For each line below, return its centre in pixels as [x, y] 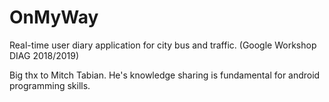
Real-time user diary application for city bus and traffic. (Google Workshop [163, 45]
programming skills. [50, 85]
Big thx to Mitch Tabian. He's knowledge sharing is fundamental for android [165, 75]
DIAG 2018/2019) [44, 55]
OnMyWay [54, 17]
